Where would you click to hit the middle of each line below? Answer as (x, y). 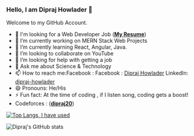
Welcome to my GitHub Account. (47, 23)
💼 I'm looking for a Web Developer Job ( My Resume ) (80, 34)
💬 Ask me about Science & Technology (63, 66)
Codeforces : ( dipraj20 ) (45, 104)
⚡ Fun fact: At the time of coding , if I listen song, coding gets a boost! (102, 95)
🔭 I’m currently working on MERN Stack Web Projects (81, 41)
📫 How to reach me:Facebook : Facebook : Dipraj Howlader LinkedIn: (102, 73)
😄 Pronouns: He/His (40, 88)
